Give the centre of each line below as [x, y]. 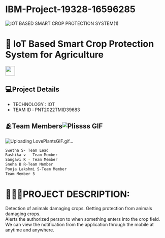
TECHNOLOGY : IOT [34, 104]
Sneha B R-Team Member [29, 164]
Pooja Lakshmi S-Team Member [36, 169]
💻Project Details [32, 90]
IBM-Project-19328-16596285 [70, 9]
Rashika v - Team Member [31, 155]
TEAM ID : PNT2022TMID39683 [46, 110]
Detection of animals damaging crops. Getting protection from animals [79, 208]
